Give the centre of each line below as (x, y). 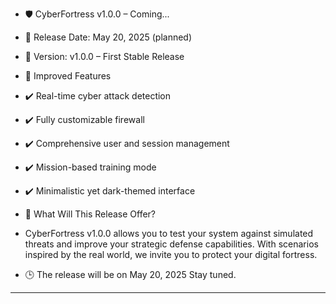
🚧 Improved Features (68, 76)
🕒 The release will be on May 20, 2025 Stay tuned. (130, 274)
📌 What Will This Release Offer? (90, 214)
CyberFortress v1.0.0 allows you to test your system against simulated (169, 233)
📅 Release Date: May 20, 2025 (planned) (108, 37)
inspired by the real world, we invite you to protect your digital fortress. (171, 254)
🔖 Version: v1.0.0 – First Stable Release (104, 56)
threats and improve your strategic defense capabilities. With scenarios (171, 244)
